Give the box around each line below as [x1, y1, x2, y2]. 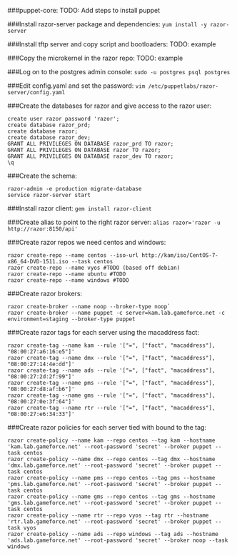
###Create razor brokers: [7, 289, 83, 298]
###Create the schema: [7, 171, 77, 180]
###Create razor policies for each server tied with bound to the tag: [7, 423, 207, 431]
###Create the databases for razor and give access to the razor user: [7, 101, 212, 110]
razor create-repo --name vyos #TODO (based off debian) [7, 264, 181, 271]
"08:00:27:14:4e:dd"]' [7, 360, 75, 368]
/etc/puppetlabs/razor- [148, 83, 219, 90]
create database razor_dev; [7, 134, 91, 141]
